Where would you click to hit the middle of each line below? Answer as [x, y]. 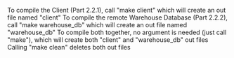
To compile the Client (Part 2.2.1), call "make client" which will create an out [117, 10]
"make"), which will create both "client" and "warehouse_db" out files [108, 40]
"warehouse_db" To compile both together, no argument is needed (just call [117, 32]
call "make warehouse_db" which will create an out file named [97, 25]
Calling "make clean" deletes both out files [69, 47]
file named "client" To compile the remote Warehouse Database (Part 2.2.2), [118, 17]
